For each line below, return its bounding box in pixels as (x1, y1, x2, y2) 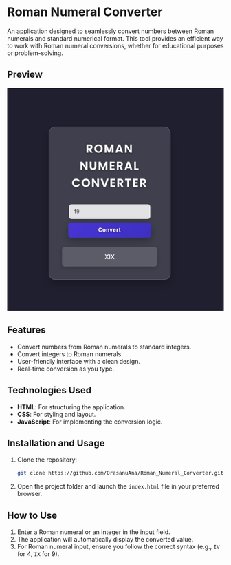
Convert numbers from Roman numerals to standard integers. (16, 342, 192, 351)
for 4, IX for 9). (16, 550, 60, 558)
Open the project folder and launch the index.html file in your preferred (16, 482, 220, 491)
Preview (7, 69, 43, 81)
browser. (16, 490, 43, 498)
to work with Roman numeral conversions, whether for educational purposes (7, 41, 224, 50)
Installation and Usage (7, 438, 105, 449)
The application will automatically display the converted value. (16, 535, 194, 544)
